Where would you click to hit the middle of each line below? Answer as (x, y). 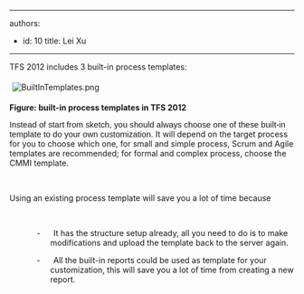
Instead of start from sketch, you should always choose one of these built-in (147, 124)
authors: (25, 23)
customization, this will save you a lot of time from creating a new (172, 270)
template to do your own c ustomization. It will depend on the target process (148, 134)
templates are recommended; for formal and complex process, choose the (148, 153)
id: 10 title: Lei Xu (54, 41)
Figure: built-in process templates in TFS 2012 (98, 108)
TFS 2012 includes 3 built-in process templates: (98, 67)
